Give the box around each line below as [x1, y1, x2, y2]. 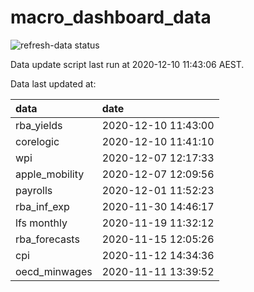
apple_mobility [15, 167, 85, 181]
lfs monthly [15, 216, 68, 230]
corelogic [15, 134, 60, 148]
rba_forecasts [15, 232, 80, 246]
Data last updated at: [10, 77, 97, 90]
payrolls [15, 183, 53, 197]
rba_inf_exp [15, 199, 70, 213]
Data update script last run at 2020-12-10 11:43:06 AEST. [10, 58, 245, 70]
